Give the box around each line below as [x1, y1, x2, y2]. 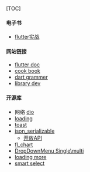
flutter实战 [14, 33, 40, 41]
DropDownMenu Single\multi [14, 147, 84, 154]
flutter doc [14, 61, 40, 68]
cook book [14, 68, 41, 75]
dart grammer [14, 73, 48, 81]
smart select [14, 160, 45, 167]
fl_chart [14, 141, 33, 148]
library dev [14, 80, 41, 87]
